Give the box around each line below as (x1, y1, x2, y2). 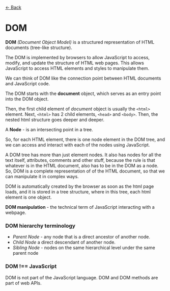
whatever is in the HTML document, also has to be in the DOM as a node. (5, 162, 159, 168)
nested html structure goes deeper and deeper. (5, 116, 104, 123)
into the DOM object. (5, 95, 49, 102)
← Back (5, 5, 21, 10)
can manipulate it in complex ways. (5, 173, 79, 179)
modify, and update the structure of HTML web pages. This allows (5, 60, 144, 66)
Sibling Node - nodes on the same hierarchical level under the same (12, 245, 155, 251)
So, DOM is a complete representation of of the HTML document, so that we (5, 168, 165, 174)
